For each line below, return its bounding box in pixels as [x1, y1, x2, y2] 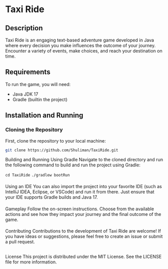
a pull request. [5, 239, 35, 245]
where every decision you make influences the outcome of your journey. [5, 42, 156, 49]
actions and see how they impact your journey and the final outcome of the [5, 211, 161, 217]
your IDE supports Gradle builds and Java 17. [5, 194, 98, 200]
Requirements [5, 68, 50, 76]
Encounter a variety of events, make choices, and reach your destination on [5, 48, 162, 54]
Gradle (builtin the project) [12, 96, 68, 102]
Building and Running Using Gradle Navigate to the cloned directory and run [5, 157, 163, 163]
